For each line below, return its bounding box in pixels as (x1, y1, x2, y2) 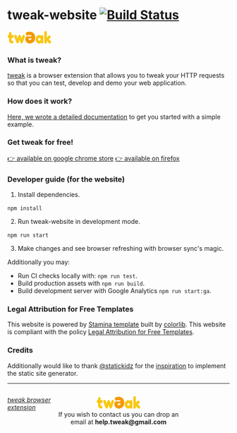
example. (7, 120, 34, 129)
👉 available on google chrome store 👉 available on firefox (7, 154, 180, 162)
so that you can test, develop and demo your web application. (7, 78, 187, 88)
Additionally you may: (7, 258, 71, 266)
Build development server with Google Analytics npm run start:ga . (17, 287, 212, 295)
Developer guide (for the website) (7, 174, 126, 184)
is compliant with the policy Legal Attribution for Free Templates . (7, 328, 195, 336)
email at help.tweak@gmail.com (70, 417, 167, 426)
